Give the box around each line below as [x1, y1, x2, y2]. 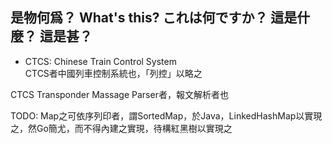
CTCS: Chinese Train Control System [24, 55, 177, 67]
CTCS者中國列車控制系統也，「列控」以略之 [24, 67, 203, 79]
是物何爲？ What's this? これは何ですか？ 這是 [10, 9, 298, 27]
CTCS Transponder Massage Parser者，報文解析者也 [10, 88, 229, 100]
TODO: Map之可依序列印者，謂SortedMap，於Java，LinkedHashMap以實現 [10, 109, 323, 122]
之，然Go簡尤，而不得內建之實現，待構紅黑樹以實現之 [10, 122, 233, 134]
